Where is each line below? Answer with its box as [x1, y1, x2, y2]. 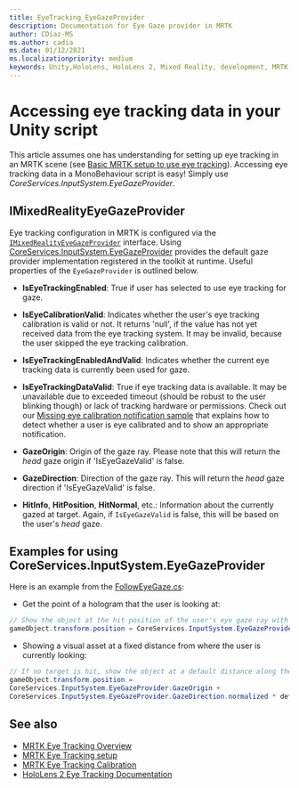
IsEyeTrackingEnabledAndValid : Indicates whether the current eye [21, 354, 270, 365]
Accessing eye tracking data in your [9, 102, 281, 121]
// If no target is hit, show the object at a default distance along [9, 667, 277, 677]
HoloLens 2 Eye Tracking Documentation [21, 768, 173, 779]
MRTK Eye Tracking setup [21, 750, 118, 760]
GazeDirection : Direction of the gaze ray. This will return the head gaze [21, 473, 285, 483]
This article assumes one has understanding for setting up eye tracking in [9, 149, 279, 160]
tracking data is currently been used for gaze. [21, 364, 190, 375]
